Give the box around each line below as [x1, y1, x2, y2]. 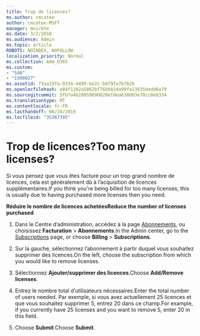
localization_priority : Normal [6, 53, 84, 59]
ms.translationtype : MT [6, 97, 66, 103]
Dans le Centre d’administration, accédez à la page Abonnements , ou [14, 221, 186, 228]
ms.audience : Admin [6, 36, 55, 42]
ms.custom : [6, 64, 33, 70]
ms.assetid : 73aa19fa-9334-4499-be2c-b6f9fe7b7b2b [6, 81, 135, 87]
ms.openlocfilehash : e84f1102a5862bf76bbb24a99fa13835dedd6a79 [6, 87, 167, 93]
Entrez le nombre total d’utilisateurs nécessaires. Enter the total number [14, 287, 190, 294]
